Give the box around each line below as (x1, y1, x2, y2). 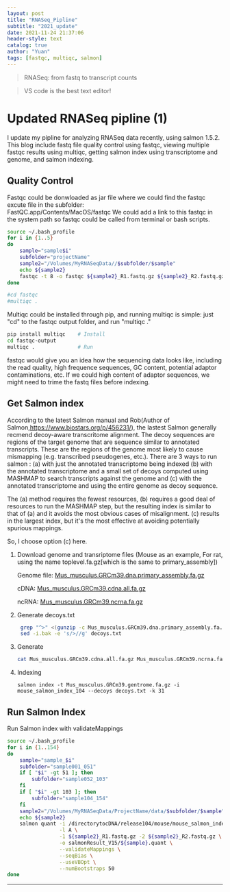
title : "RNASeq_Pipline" (7, 16, 78, 23)
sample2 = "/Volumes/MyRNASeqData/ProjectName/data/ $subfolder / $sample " (19, 808, 225, 815)
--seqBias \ (59, 852, 94, 859)
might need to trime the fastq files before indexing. (7, 377, 151, 386)
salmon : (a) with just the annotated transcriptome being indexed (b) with (7, 460, 213, 468)
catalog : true (7, 42, 48, 49)
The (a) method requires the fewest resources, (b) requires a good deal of (7, 495, 216, 503)
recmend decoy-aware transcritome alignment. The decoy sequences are (7, 430, 215, 438)
